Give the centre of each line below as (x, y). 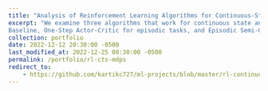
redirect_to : (30, 67)
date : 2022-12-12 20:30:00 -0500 (64, 45)
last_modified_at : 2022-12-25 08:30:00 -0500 (85, 52)
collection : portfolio (46, 38)
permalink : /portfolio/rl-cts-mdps (67, 60)
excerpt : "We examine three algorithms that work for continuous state (130, 23)
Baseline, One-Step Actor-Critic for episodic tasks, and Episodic (123, 30)
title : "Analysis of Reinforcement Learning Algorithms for (110, 15)
